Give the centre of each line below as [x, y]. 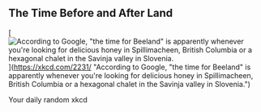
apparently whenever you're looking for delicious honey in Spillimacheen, [131, 75]
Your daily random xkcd [48, 99]
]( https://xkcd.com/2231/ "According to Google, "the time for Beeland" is [130, 67]
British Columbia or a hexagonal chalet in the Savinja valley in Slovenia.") [130, 84]
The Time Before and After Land [91, 13]
